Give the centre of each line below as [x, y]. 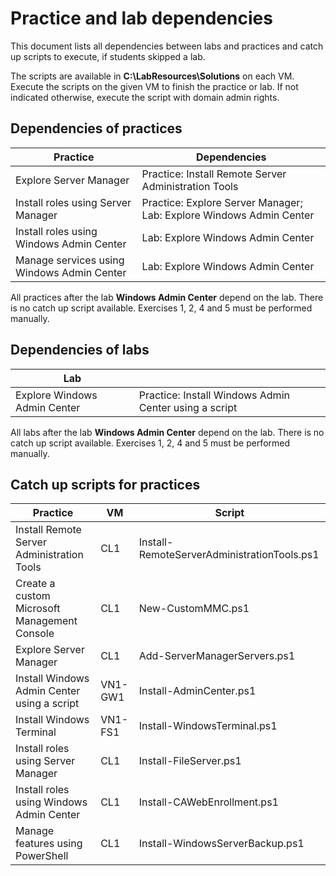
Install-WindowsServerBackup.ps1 [221, 844]
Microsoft [38, 609]
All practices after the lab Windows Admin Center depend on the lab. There [167, 297]
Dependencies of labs [80, 350]
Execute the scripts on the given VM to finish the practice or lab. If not [154, 86]
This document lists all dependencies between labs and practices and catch [167, 46]
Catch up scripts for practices [105, 484]
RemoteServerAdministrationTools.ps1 [229, 555]
